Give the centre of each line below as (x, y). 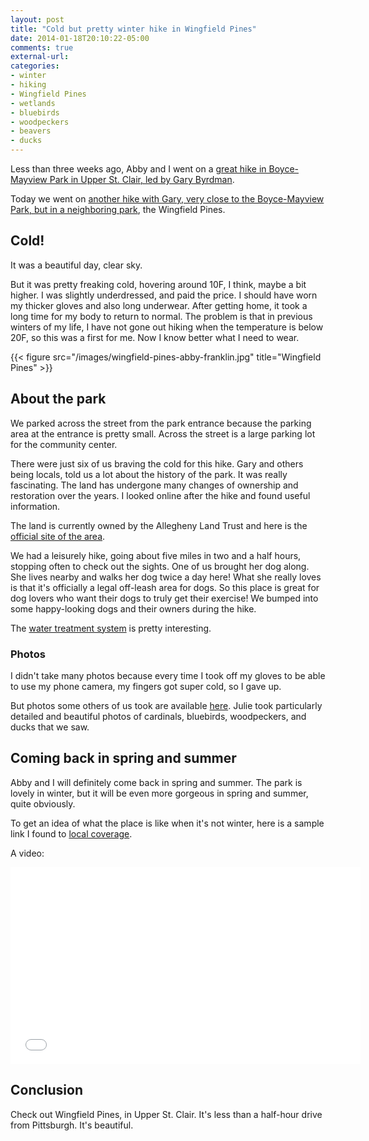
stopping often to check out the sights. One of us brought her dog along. (160, 566)
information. (35, 506)
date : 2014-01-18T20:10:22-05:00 (80, 38)
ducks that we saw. (50, 727)
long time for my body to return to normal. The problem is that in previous (161, 316)
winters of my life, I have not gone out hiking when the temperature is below (167, 327)
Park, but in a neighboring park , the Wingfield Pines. (118, 209)
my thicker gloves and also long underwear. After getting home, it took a (159, 305)
